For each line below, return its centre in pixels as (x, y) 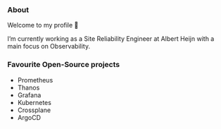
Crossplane (34, 110)
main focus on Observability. (49, 47)
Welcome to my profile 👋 (43, 25)
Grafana (29, 95)
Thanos (29, 87)
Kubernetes (34, 102)
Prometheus (35, 80)
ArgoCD (29, 117)
